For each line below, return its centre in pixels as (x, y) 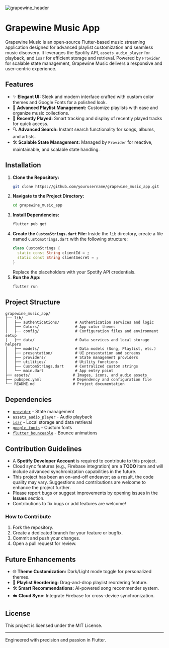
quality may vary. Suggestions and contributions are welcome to (79, 482)
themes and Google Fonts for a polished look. (60, 102)
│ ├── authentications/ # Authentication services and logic (80, 322)
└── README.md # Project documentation (65, 384)
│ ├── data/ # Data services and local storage (77, 340)
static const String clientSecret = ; (58, 257)
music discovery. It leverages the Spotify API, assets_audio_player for (78, 52)
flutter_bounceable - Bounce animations (55, 433)
